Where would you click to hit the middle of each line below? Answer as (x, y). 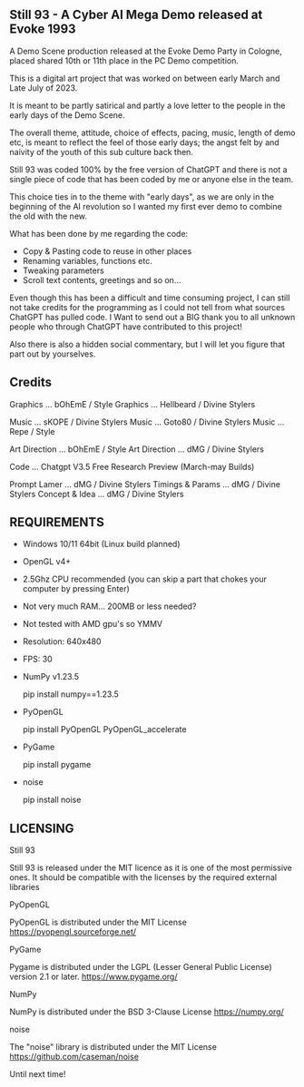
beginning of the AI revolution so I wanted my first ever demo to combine (146, 206)
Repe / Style (32, 431)
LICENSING (42, 828)
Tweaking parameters (63, 270)
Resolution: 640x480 (62, 641)
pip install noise (52, 800)
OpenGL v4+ (46, 562)
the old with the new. (49, 216)
